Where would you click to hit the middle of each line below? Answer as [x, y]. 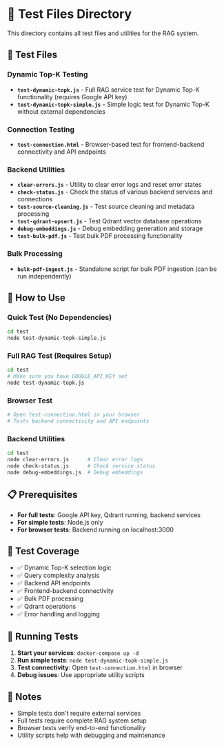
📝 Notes [24, 697]
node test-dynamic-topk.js [46, 383]
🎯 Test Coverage [43, 551]
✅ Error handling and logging [58, 614]
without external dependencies [61, 111]
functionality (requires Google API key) [72, 97]
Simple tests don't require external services [79, 713]
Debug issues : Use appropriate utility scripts [81, 675]
